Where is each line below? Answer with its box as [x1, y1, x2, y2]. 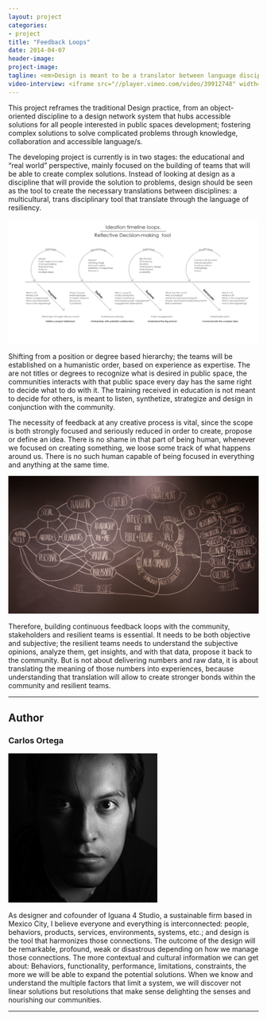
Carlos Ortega [8, 735, 64, 746]
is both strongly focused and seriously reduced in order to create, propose [8, 426, 253, 436]
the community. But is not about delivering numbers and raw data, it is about [8, 655, 258, 664]
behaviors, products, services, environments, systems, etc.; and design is [8, 928, 250, 937]
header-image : [8, 55, 56, 63]
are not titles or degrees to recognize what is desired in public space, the [8, 368, 248, 378]
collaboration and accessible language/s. [8, 136, 143, 146]
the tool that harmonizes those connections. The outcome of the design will [8, 936, 256, 946]
